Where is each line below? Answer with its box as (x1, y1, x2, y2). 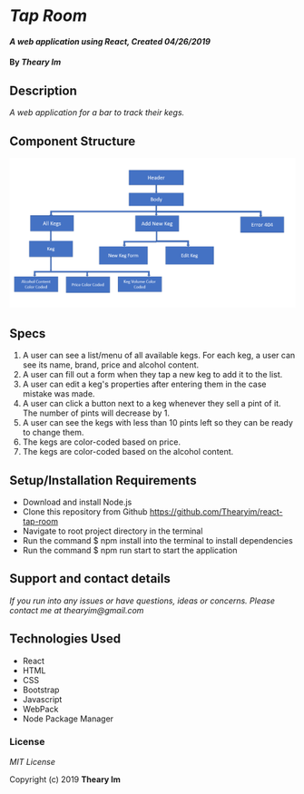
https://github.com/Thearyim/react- (149, 505, 283, 517)
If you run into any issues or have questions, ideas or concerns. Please (9, 595, 275, 606)
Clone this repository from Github (22, 505, 148, 517)
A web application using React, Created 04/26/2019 (9, 35, 211, 46)
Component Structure (9, 133, 136, 149)
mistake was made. (22, 388, 95, 399)
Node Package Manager (22, 713, 114, 724)
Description (9, 83, 77, 98)
